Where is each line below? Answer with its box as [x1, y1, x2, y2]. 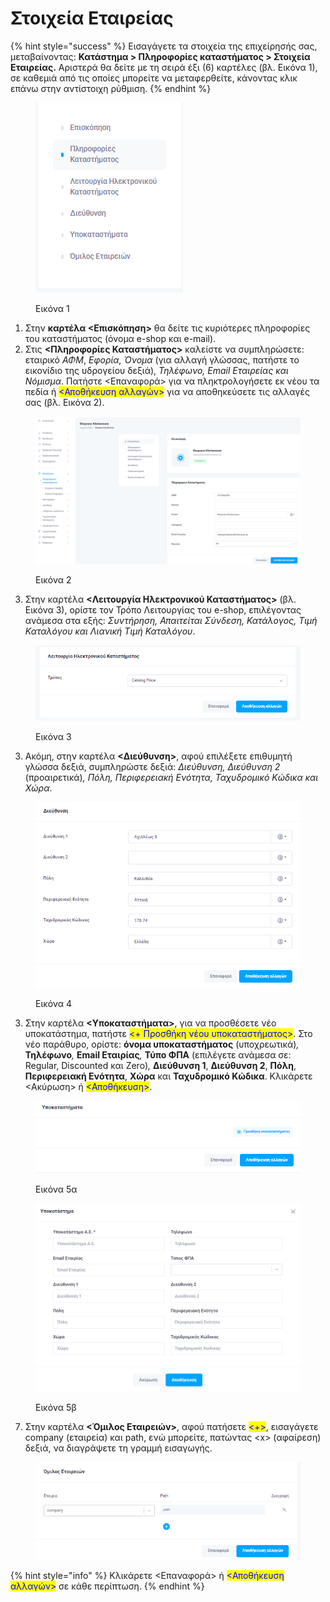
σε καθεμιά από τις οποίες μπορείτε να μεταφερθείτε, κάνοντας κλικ [10, 72, 298, 84]
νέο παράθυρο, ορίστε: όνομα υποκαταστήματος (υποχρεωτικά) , [24, 1038, 300, 1050]
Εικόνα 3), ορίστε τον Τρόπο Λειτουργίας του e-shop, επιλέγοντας [24, 603, 302, 616]
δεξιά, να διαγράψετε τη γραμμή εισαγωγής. [24, 1442, 213, 1454]
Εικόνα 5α [35, 1183, 78, 1196]
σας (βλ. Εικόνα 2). [24, 396, 105, 408]
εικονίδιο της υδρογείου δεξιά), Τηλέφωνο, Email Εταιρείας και [24, 364, 289, 376]
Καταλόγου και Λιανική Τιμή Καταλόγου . [24, 625, 196, 637]
